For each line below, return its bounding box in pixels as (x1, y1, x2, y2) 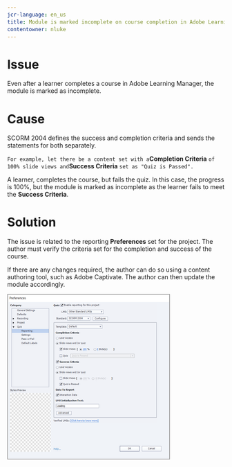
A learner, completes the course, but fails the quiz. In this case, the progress (7, 175, 224, 184)
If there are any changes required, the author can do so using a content (7, 265, 211, 274)
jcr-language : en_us (7, 11, 67, 18)
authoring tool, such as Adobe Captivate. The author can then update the (7, 273, 215, 281)
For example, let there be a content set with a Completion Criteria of (7, 155, 215, 163)
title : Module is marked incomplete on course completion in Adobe (7, 18, 206, 26)
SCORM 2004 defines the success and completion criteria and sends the (7, 134, 215, 142)
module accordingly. (7, 281, 66, 289)
